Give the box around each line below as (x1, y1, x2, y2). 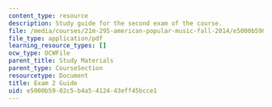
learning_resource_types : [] (8, 42, 107, 50)
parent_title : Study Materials (8, 57, 114, 65)
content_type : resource (8, 11, 89, 20)
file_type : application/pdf (8, 34, 104, 43)
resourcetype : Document (8, 72, 89, 80)
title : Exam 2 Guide (8, 79, 79, 87)
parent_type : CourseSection (8, 64, 104, 72)
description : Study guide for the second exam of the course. (8, 19, 223, 27)
